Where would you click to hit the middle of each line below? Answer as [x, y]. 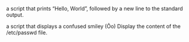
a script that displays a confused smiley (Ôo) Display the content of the [93, 26]
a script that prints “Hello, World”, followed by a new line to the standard [94, 9]
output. [15, 15]
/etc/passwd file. [27, 33]
